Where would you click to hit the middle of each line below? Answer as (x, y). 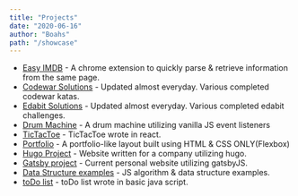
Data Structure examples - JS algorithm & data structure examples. (146, 173)
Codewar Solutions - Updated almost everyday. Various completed (145, 87)
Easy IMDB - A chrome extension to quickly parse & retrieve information (155, 68)
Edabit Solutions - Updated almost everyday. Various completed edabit (153, 106)
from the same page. (61, 78)
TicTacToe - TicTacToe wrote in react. (92, 134)
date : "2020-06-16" (46, 26)
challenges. (44, 115)
